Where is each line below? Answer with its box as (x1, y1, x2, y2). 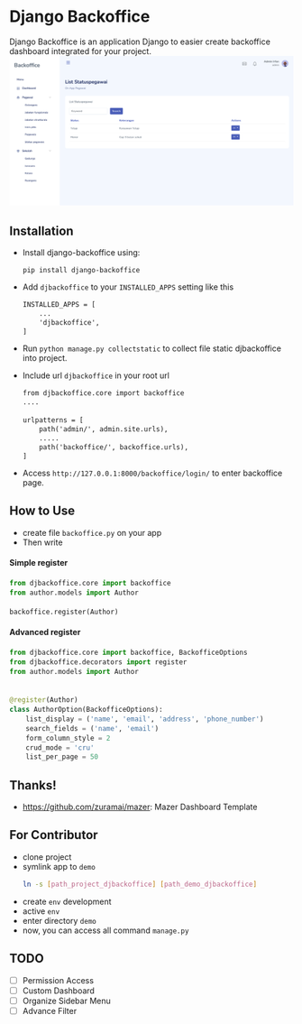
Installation (9, 223, 74, 238)
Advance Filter (22, 1005, 78, 1016)
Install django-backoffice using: (22, 247, 141, 258)
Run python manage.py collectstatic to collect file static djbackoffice (22, 343, 282, 354)
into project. (22, 353, 68, 364)
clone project (22, 851, 72, 863)
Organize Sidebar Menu (22, 995, 111, 1006)
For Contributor (9, 827, 98, 843)
